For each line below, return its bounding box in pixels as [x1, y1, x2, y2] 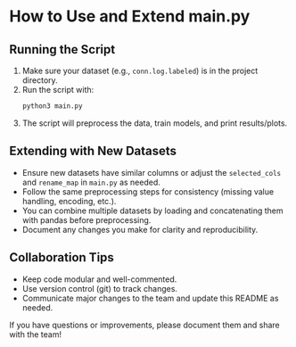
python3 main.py [21, 102, 83, 111]
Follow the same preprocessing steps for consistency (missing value [21, 186, 275, 197]
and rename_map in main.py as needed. [21, 177, 160, 187]
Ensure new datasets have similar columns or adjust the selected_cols [21, 167, 282, 178]
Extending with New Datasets [9, 144, 177, 159]
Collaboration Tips [9, 250, 114, 265]
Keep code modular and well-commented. [21, 274, 177, 285]
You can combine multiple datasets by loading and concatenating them [21, 205, 284, 216]
